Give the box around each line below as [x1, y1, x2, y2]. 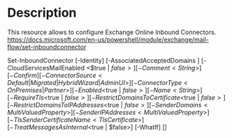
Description [7, 5, 77, 21]
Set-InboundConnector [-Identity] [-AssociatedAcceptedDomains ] [7, 56, 201, 64]
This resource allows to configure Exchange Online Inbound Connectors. [7, 28, 217, 36]
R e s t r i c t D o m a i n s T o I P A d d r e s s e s [13, 100, 104, 109]
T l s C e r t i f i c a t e [99, 115, 138, 123]
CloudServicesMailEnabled [7, 63, 85, 72]
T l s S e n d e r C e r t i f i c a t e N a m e [13, 115, 91, 123]
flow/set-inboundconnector [7, 43, 87, 51]
